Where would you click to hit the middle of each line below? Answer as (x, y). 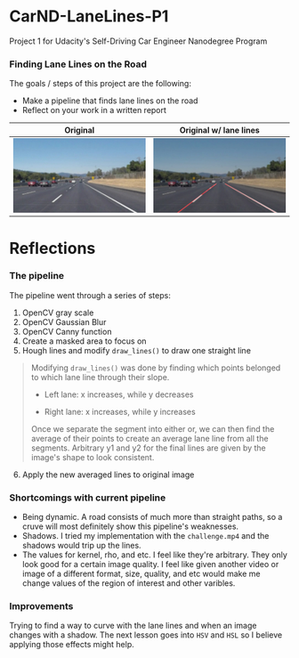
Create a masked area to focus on (84, 341)
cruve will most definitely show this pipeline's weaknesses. (130, 526)
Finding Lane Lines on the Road (78, 64)
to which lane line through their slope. (100, 377)
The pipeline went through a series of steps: (90, 295)
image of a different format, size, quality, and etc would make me (141, 574)
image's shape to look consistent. (93, 457)
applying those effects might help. (72, 645)
